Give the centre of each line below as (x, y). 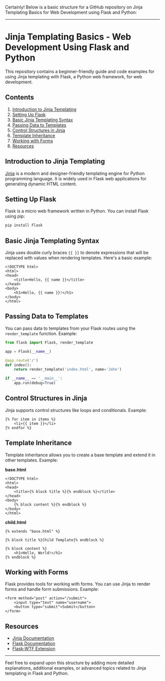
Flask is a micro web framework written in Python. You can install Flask (77, 211)
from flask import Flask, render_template (49, 342)
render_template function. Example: (41, 333)
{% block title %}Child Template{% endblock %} (55, 540)
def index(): (18, 365)
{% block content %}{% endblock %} (50, 505)
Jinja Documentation (33, 638)
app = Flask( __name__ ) (28, 351)
